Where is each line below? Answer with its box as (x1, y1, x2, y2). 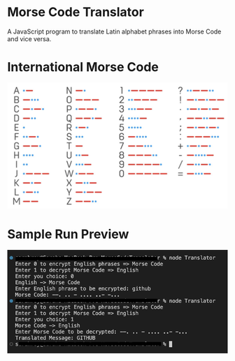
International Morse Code (7, 59, 159, 75)
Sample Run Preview (7, 226, 129, 242)
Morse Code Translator (7, 4, 145, 20)
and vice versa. (7, 34, 52, 43)
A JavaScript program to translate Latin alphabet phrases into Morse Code (7, 27, 222, 36)
